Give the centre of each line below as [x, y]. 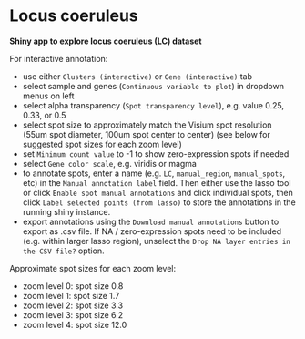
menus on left [48, 96]
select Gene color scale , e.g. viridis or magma [110, 163]
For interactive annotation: [59, 58]
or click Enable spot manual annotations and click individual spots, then [158, 192]
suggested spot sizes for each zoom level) [102, 144]
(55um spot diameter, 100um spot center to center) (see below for [147, 134]
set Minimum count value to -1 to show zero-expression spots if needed [156, 154]
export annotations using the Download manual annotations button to [151, 221]
